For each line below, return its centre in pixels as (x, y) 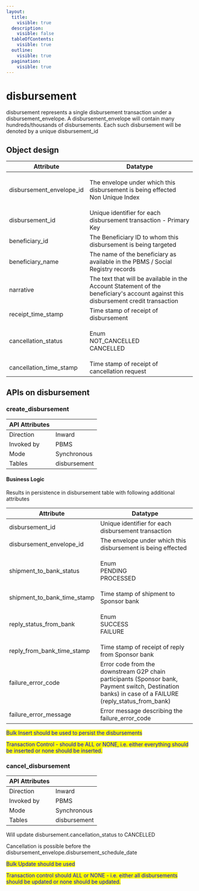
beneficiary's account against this (137, 294)
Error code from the (128, 664)
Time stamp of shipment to (138, 594)
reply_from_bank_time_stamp (49, 651)
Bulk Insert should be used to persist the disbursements (74, 733)
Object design (33, 150)
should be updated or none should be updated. (64, 882)
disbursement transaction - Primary (139, 220)
